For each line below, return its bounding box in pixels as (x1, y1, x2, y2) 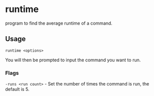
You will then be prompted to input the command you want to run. (5, 57, 141, 63)
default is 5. (5, 86, 30, 92)
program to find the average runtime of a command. (5, 20, 113, 26)
